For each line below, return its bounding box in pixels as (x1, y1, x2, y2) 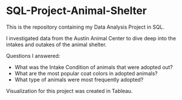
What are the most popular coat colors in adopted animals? (14, 70, 158, 77)
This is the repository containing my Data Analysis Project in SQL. (6, 23, 164, 30)
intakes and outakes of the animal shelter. (6, 41, 107, 48)
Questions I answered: (6, 52, 60, 59)
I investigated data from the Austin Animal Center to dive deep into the (6, 35, 176, 42)
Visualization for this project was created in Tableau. (6, 87, 133, 94)
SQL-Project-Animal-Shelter (6, 4, 147, 18)
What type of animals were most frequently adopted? (14, 76, 144, 83)
